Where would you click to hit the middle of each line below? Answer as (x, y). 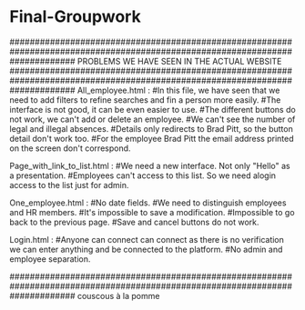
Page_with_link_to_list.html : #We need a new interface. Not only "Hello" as (150, 165)
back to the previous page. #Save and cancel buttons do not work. (134, 222)
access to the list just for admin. (69, 185)
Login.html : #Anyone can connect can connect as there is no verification (147, 239)
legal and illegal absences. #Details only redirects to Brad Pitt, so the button (151, 128)
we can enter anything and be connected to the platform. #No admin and (146, 249)
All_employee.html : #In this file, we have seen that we (178, 90)
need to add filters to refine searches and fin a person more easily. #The (145, 100)
